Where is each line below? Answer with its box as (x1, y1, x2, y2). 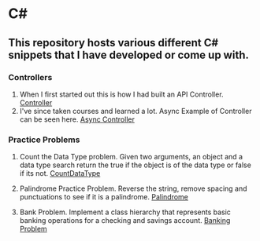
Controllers (8, 71, 53, 82)
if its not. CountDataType (19, 169, 101, 178)
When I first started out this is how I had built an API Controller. (19, 89, 224, 99)
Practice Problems (8, 134, 80, 145)
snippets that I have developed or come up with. (8, 48, 250, 61)
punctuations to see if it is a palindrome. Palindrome (19, 192, 189, 202)
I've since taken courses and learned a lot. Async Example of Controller (19, 106, 252, 115)
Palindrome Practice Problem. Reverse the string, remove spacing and (19, 184, 247, 193)
